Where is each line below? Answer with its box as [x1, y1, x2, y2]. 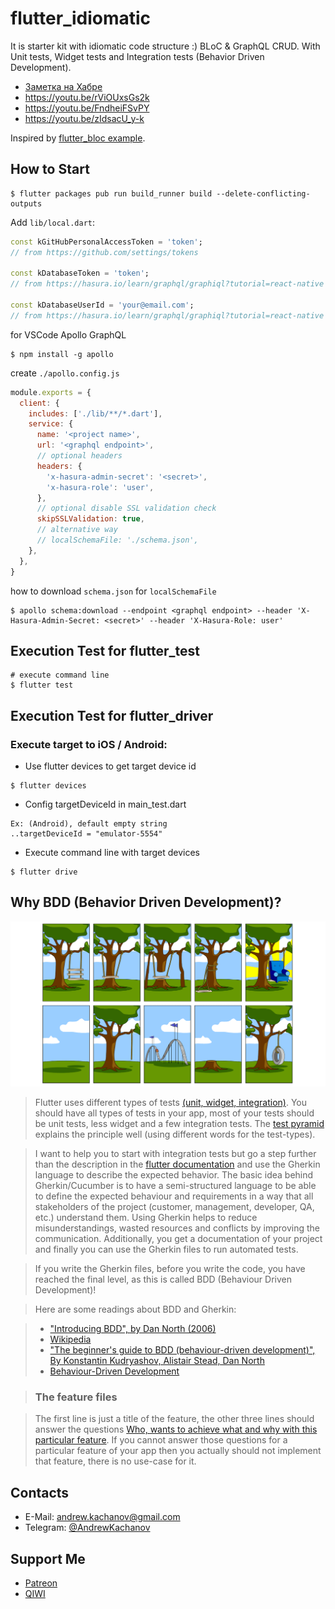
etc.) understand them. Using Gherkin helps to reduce [34, 1212, 258, 1224]
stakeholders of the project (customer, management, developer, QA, [34, 1201, 315, 1213]
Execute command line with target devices [24, 847, 200, 858]
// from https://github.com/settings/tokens [10, 247, 199, 257]
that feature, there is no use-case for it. [34, 1455, 197, 1467]
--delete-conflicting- [216, 188, 311, 199]
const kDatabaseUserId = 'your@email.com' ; [10, 300, 195, 310]
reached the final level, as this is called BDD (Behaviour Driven [34, 1273, 293, 1286]
